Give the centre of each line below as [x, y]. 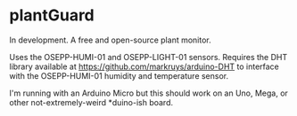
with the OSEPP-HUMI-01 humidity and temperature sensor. [119, 75]
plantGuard [52, 15]
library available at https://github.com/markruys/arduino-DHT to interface [144, 66]
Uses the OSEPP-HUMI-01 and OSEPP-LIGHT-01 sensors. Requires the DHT [148, 57]
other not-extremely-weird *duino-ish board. [91, 102]
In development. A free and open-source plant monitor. [110, 40]
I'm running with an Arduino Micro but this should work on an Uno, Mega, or [148, 93]
